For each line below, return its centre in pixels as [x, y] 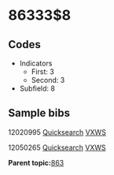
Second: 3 [48, 80]
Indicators [36, 63]
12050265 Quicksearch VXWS [57, 147]
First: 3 [43, 72]
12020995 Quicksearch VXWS [57, 132]
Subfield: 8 [37, 88]
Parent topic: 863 [36, 162]
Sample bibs [39, 113]
